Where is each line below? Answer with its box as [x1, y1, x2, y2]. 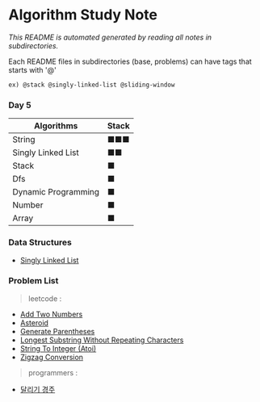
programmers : [27, 367, 78, 377]
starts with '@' [8, 65, 57, 74]
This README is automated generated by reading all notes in [8, 32, 212, 42]
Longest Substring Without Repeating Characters [19, 335, 184, 345]
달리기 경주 [19, 384, 56, 394]
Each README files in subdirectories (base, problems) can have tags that [8, 57, 252, 66]
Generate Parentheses [19, 326, 95, 336]
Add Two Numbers [19, 309, 83, 319]
